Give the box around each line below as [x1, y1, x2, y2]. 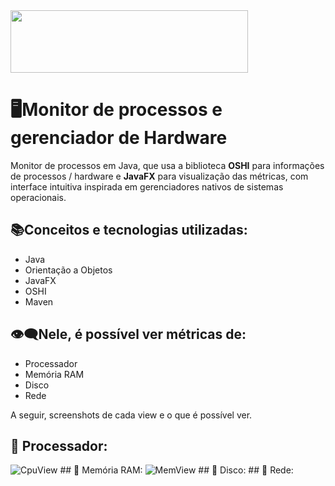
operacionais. [10, 191, 67, 203]
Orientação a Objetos [24, 264, 113, 276]
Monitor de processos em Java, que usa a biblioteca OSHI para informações [10, 159, 325, 171]
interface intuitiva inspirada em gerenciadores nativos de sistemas [10, 180, 284, 193]
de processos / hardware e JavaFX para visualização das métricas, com [10, 170, 309, 182]
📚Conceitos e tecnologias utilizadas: [10, 222, 248, 239]
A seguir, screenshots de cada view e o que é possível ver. [10, 409, 253, 421]
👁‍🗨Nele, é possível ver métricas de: [10, 326, 247, 343]
